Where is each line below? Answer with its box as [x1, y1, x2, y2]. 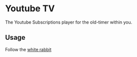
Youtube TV [5, 3, 55, 14]
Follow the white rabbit [5, 46, 52, 52]
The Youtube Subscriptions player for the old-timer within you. [5, 19, 133, 25]
